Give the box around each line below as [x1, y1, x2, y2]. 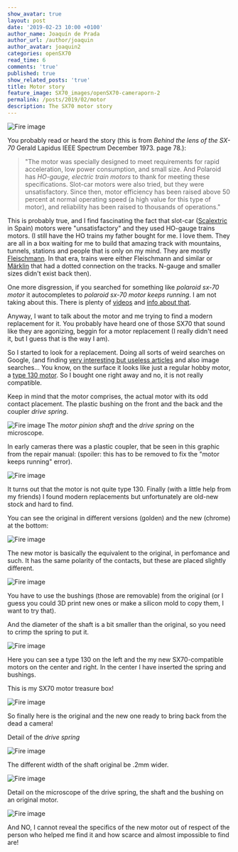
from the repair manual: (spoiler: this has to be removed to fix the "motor [7, 449, 220, 458]
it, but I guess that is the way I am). [7, 334, 110, 343]
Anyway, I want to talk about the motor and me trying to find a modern [7, 312, 213, 320]
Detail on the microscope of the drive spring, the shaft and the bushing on [7, 787, 224, 796]
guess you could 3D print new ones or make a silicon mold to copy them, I [7, 599, 225, 607]
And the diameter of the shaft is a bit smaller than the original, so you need [7, 620, 226, 628]
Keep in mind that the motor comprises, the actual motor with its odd [7, 392, 208, 400]
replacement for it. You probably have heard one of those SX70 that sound [7, 319, 225, 327]
